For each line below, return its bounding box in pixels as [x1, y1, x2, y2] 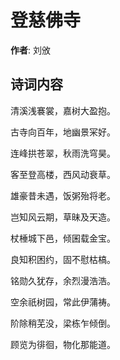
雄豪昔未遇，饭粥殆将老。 [10, 189, 116, 201]
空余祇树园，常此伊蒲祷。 [10, 296, 116, 308]
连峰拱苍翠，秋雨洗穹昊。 [10, 147, 116, 159]
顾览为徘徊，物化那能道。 [10, 338, 116, 350]
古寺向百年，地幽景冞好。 [10, 126, 116, 138]
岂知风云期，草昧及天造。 [10, 211, 116, 223]
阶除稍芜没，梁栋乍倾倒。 [10, 317, 116, 329]
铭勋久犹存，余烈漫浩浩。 [10, 274, 116, 286]
